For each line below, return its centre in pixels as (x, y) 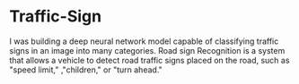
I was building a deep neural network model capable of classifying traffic (144, 41)
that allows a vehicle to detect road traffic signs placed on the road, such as (149, 60)
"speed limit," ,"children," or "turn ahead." (86, 70)
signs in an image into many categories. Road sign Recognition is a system (147, 50)
